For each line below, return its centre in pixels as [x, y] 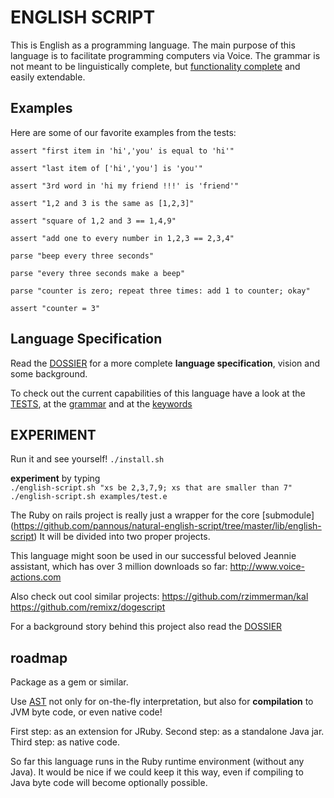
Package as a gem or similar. [69, 682]
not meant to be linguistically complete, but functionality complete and [155, 66]
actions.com [36, 577]
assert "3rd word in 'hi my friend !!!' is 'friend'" [125, 186]
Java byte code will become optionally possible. [109, 783]
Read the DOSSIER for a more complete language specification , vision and [165, 363]
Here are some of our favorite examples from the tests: [123, 132]
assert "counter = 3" [55, 308]
